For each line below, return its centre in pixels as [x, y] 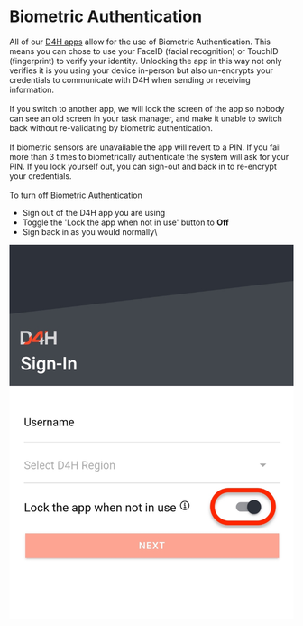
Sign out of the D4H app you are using [94, 212]
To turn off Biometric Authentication [76, 195]
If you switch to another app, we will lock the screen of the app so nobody [147, 108]
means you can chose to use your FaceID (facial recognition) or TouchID [144, 51]
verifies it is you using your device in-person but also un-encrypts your [141, 70]
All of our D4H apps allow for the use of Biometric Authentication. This [140, 42]
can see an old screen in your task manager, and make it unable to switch [146, 118]
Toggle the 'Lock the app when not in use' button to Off [126, 222]
